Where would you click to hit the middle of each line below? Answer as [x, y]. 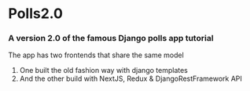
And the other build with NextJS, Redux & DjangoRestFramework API [131, 78]
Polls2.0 [35, 14]
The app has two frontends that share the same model [96, 55]
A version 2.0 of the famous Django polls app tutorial [111, 38]
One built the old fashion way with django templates [104, 71]
